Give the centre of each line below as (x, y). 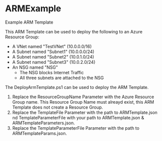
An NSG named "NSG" (35, 67)
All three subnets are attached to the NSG (62, 78)
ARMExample (33, 9)
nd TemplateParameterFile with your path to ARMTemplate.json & (78, 117)
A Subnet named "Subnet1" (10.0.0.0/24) (53, 52)
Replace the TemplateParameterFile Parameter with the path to (76, 128)
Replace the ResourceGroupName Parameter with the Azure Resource (83, 97)
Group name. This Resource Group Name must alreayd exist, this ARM (83, 102)
